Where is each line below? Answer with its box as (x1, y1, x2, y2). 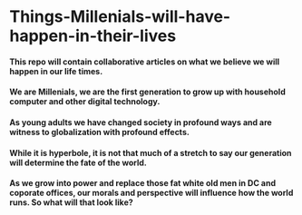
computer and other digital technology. (9, 96, 161, 107)
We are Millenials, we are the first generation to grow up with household (9, 86, 286, 97)
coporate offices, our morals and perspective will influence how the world (9, 188, 294, 199)
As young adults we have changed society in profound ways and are (9, 116, 272, 128)
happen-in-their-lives (9, 25, 177, 46)
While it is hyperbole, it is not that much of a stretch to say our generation (9, 147, 292, 158)
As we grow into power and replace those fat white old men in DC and (9, 178, 277, 189)
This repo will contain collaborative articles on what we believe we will (9, 56, 280, 67)
